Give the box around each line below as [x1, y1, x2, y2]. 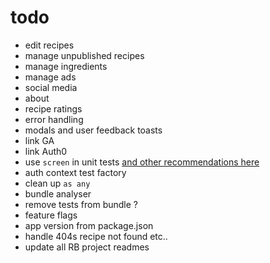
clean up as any [24, 177, 91, 189]
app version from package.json [24, 219, 154, 231]
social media [24, 81, 78, 93]
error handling [24, 113, 84, 125]
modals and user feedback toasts [24, 124, 163, 136]
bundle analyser [24, 187, 92, 200]
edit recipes [24, 39, 75, 51]
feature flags [24, 209, 78, 221]
